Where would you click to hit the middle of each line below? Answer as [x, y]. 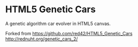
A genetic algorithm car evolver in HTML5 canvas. [58, 24]
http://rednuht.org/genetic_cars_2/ [42, 39]
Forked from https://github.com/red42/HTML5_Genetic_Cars [69, 33]
